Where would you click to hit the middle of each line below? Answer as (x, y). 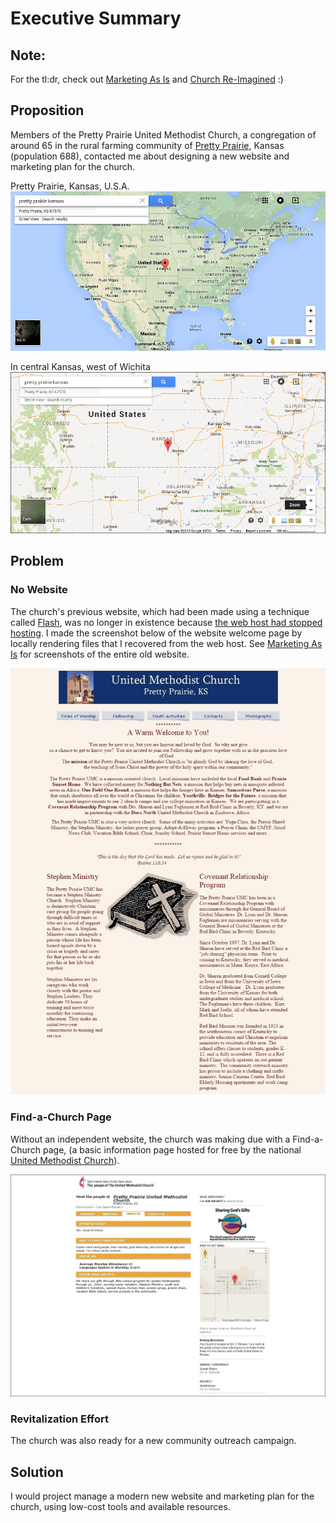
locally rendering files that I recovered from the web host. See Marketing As (166, 643)
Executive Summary (96, 18)
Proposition (47, 110)
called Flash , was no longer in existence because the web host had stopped (166, 622)
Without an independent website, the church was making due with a (150, 1139)
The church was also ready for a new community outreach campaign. (153, 1441)
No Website (39, 590)
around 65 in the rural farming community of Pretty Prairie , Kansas (147, 145)
